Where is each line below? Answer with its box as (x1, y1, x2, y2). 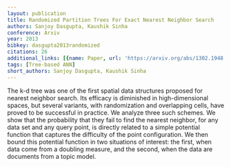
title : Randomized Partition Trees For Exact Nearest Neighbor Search (7, 16, 214, 23)
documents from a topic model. (7, 152, 97, 160)
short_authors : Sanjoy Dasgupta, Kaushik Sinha (7, 67, 147, 74)
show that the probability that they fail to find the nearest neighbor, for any (7, 115, 219, 124)
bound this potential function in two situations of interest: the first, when (7, 137, 212, 146)
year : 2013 (7, 36, 39, 43)
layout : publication (7, 10, 67, 17)
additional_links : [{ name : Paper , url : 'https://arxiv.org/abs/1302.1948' (7, 55, 227, 62)
